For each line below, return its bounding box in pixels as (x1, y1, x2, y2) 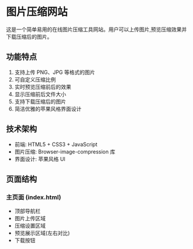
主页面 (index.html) (6, 193, 61, 201)
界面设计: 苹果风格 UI (14, 155, 66, 162)
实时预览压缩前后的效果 (14, 83, 71, 90)
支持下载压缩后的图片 (14, 98, 66, 105)
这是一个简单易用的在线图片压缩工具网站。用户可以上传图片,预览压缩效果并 (6, 26, 187, 33)
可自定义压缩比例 (14, 76, 56, 83)
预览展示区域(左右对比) (14, 230, 70, 237)
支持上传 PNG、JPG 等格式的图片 (14, 69, 95, 76)
